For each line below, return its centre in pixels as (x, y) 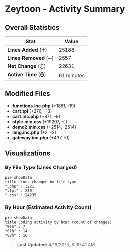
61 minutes (72, 75)
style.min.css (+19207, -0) (40, 122)
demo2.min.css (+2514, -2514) (44, 127)
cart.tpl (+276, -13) (32, 111)
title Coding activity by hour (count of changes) (59, 222)
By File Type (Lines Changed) (41, 168)
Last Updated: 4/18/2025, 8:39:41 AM (56, 244)
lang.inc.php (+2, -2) (34, 132)
